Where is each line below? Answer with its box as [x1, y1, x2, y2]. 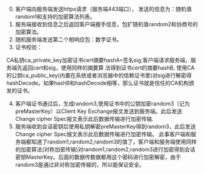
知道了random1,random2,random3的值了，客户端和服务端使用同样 [31, 138, 197, 145]
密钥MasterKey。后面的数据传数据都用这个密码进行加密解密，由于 [15, 153, 181, 161]
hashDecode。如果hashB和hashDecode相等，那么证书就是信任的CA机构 [6, 79, 189, 87]
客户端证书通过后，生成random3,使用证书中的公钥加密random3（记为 [15, 100, 191, 107]
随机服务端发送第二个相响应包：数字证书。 [15, 36, 122, 43]
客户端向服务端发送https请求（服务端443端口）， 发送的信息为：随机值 [15, 5, 192, 12]
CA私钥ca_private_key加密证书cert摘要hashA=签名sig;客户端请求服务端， [6, 57, 191, 63]
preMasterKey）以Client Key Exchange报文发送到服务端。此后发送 [15, 107, 183, 115]
